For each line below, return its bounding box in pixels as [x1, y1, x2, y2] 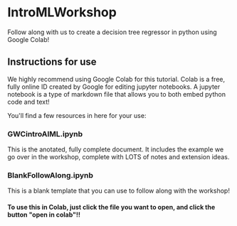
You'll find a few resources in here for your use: [7, 111, 147, 119]
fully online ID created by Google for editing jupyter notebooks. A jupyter [7, 82, 221, 91]
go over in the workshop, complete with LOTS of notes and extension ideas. [7, 153, 230, 161]
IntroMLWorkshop [7, 4, 117, 21]
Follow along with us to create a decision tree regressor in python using [7, 28, 217, 36]
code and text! [7, 97, 50, 106]
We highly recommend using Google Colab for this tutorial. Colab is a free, [7, 75, 226, 83]
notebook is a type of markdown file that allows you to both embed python [7, 90, 226, 98]
